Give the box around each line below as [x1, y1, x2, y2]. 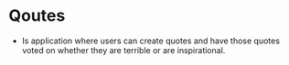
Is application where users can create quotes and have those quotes [21, 35, 281, 46]
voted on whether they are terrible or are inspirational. [21, 44, 226, 55]
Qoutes [8, 5, 66, 26]
